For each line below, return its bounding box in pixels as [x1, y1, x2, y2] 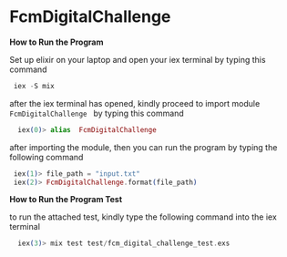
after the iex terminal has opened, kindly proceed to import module [9, 98, 261, 108]
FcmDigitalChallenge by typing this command [9, 108, 184, 118]
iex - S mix [13, 81, 55, 90]
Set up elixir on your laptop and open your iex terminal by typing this [9, 54, 266, 65]
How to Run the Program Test [9, 194, 123, 205]
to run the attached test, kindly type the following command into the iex [9, 211, 278, 222]
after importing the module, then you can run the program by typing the [9, 141, 278, 152]
